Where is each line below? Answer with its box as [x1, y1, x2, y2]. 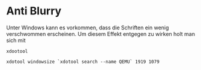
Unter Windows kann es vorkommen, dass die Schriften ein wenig [6, 24, 169, 31]
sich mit [6, 36, 26, 44]
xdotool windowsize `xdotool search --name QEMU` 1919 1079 [6, 59, 160, 65]
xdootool [6, 48, 28, 54]
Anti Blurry [6, 4, 62, 18]
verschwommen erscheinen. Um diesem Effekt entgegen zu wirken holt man [6, 30, 195, 37]
